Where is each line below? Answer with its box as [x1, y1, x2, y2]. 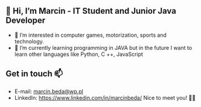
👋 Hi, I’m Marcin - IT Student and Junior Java [5, 6, 176, 16]
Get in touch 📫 [5, 69, 63, 79]
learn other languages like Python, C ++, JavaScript [14, 50, 143, 58]
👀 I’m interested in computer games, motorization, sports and [14, 31, 167, 38]
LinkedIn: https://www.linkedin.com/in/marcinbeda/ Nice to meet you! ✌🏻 [14, 94, 196, 101]
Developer [5, 16, 46, 26]
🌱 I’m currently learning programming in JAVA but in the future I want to [14, 44, 193, 51]
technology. [14, 37, 45, 45]
